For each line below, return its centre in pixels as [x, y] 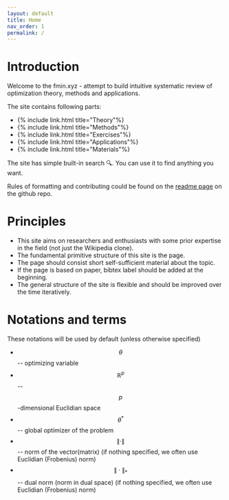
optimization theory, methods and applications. [74, 93]
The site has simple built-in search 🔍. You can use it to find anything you [111, 163]
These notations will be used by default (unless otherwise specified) [104, 339]
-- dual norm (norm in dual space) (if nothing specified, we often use [115, 483]
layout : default [30, 13]
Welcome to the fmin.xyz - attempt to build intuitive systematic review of [110, 86]
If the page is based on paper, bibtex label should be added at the [110, 270]
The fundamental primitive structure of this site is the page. [101, 255]
